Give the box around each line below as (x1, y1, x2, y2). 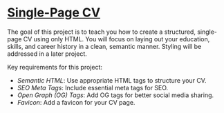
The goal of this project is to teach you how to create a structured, (7, 28, 196, 36)
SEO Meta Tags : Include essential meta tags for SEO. (17, 83, 169, 92)
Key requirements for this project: (7, 63, 102, 71)
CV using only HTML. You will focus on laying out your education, (23, 34, 210, 43)
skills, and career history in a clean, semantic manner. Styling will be (7, 42, 202, 50)
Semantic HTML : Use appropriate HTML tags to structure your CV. (17, 76, 207, 84)
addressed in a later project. (7, 50, 88, 58)
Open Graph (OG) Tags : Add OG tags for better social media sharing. (17, 91, 214, 99)
